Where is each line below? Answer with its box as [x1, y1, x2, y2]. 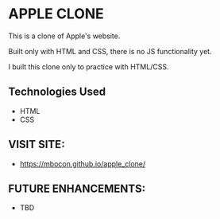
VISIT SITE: [8, 138, 65, 151]
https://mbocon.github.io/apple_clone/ [19, 158, 146, 168]
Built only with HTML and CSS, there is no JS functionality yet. [8, 46, 212, 56]
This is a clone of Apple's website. [8, 31, 121, 41]
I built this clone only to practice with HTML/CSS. [8, 61, 169, 72]
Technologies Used [8, 85, 106, 99]
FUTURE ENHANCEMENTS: [8, 182, 146, 195]
